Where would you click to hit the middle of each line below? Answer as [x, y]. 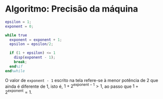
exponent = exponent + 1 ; [36, 40]
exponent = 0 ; [20, 26]
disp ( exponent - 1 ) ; [35, 58]
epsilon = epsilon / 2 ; [31, 44]
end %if [16, 66]
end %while [15, 71]
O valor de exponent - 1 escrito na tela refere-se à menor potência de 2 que [82, 80]
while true [16, 35]
